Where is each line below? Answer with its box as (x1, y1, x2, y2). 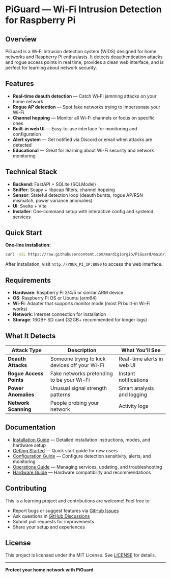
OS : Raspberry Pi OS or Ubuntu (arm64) (12, 295, 97, 301)
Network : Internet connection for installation (12, 311, 106, 317)
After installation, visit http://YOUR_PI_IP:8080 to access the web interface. (5, 261, 163, 267)
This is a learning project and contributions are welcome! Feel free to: (5, 497, 151, 504)
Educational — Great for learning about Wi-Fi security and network (12, 147, 154, 153)
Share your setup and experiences (12, 524, 85, 530)
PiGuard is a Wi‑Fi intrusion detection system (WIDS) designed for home (5, 49, 157, 54)
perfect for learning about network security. (5, 65, 97, 71)
